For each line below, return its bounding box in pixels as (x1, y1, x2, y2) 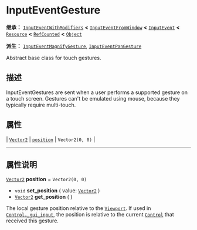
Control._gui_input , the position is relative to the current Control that (6, 211, 174, 218)
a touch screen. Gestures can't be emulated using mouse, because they (6, 95, 180, 102)
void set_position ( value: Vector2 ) (14, 187, 100, 194)
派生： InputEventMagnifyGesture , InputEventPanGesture (6, 42, 142, 49)
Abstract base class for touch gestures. (6, 54, 101, 61)
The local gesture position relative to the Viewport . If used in (6, 205, 151, 212)
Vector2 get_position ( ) (14, 194, 73, 201)
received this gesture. (6, 217, 59, 224)
